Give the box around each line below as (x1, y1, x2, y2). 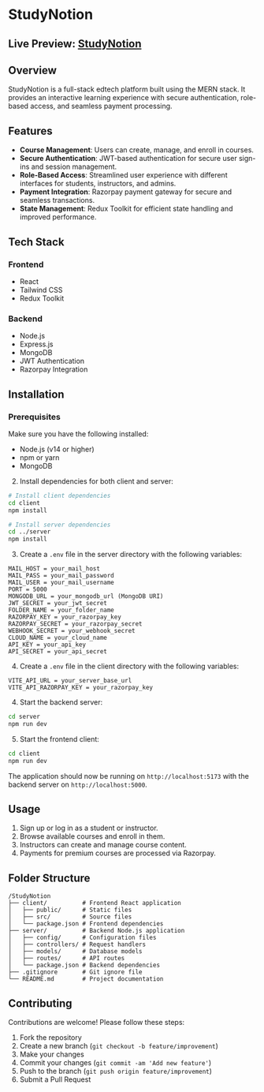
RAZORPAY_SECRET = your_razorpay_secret (8, 620, 143, 628)
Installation (8, 387, 65, 401)
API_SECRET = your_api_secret (8, 648, 108, 656)
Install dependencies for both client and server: (19, 476, 173, 486)
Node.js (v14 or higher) (19, 444, 95, 454)
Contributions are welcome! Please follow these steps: (8, 1018, 185, 1027)
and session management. (31, 162, 117, 171)
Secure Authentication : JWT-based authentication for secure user (19, 154, 238, 163)
